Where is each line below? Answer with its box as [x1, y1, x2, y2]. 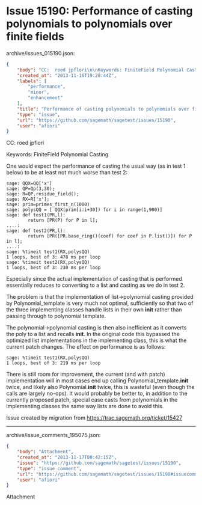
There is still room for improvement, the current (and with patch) [6, 371, 165, 378]
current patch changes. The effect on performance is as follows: [6, 343, 167, 350]
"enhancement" [28, 95, 63, 101]
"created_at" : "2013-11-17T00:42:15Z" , [17, 454, 117, 461]
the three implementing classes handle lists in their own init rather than [6, 306, 182, 313]
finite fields [6, 30, 64, 43]
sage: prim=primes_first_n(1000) [6, 201, 90, 208]
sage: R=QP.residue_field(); [6, 191, 79, 197]
